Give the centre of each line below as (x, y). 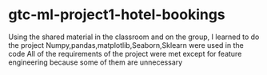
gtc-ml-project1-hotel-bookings (117, 15)
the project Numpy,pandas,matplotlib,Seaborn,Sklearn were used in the (126, 45)
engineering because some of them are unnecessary (96, 62)
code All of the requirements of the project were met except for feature (125, 53)
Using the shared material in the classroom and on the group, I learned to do (134, 37)
